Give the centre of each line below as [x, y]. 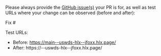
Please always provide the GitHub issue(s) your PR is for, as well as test [80, 7]
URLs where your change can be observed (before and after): [70, 13]
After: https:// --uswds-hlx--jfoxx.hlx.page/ [57, 48]
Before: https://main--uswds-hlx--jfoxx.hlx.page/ [64, 42]
